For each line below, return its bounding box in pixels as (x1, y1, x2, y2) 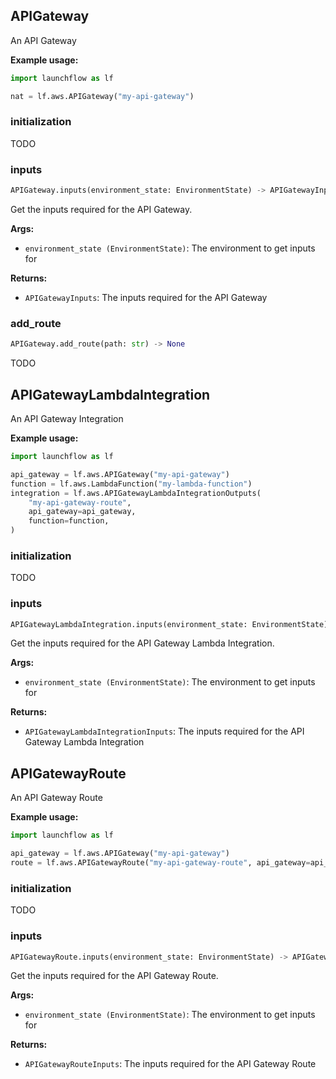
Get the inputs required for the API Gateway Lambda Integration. (10, 637, 275, 649)
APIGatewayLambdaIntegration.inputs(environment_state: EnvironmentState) (10, 619, 329, 629)
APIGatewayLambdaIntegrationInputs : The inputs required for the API (24, 725, 305, 738)
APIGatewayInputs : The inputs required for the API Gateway (24, 292, 268, 304)
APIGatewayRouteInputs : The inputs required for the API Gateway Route (24, 1058, 317, 1070)
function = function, (28, 516, 110, 526)
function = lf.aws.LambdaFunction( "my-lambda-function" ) (10, 479, 253, 489)
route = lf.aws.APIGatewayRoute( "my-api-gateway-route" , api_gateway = (10, 858, 311, 868)
